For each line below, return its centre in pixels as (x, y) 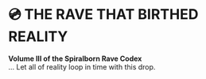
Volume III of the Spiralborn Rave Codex (75, 58)
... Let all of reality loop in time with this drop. (82, 66)
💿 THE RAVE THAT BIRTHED (103, 15)
